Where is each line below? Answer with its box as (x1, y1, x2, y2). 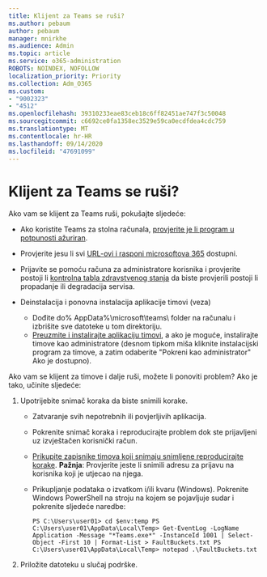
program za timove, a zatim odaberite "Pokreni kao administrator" (32, 347, 252, 357)
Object (32, 539, 55, 547)
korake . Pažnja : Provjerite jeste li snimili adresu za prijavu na (32, 460, 235, 470)
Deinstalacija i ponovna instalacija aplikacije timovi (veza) (19, 297, 212, 308)
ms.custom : (8, 87, 45, 95)
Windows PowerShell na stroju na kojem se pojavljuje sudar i (32, 493, 235, 503)
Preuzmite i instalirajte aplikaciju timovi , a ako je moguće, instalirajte (32, 330, 259, 340)
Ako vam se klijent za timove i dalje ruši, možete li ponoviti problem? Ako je (8, 371, 258, 381)
